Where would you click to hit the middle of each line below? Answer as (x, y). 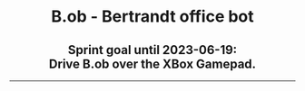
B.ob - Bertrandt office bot (152, 17)
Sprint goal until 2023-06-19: (152, 50)
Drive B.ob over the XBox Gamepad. (152, 64)
